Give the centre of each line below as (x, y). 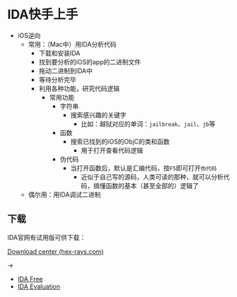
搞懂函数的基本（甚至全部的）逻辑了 (146, 185)
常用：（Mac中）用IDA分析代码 (72, 44)
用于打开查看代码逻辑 (112, 150)
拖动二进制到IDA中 (66, 71)
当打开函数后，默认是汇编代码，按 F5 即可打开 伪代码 (144, 168)
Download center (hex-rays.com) (56, 251)
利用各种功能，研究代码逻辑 (79, 88)
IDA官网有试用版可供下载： (47, 237)
